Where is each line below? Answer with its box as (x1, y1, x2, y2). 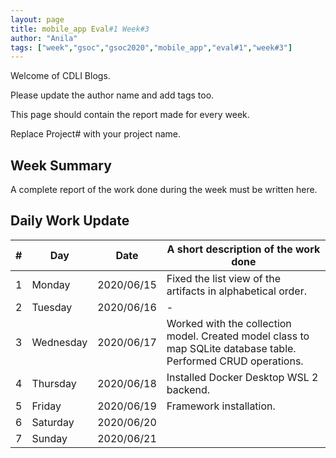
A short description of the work (166, 242, 321, 256)
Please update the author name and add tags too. (10, 89, 215, 101)
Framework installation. (166, 399, 276, 413)
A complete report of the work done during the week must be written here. (10, 184, 318, 196)
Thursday (31, 376, 77, 390)
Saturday (31, 415, 75, 429)
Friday (31, 399, 62, 413)
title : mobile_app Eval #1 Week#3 (10, 24, 150, 34)
